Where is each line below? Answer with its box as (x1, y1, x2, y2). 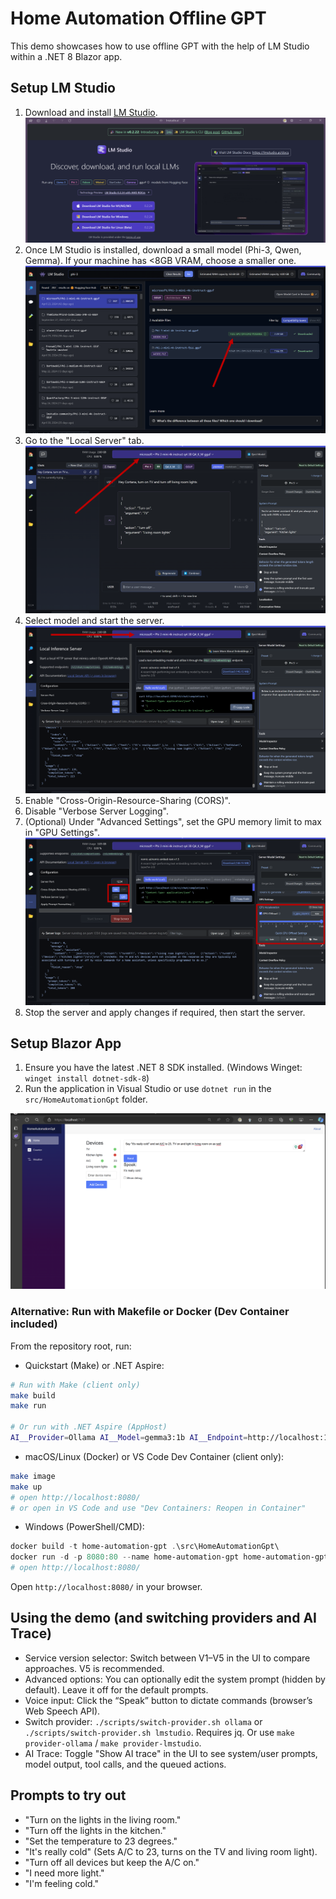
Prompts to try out (10, 1787, 127, 1804)
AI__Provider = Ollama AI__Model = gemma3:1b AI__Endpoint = (10, 1433, 248, 1443)
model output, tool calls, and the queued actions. (24, 1758, 227, 1770)
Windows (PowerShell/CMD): (24, 1521, 145, 1533)
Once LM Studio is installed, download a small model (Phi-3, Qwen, (24, 244, 302, 256)
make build (10, 1390, 56, 1401)
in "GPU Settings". (24, 826, 101, 838)
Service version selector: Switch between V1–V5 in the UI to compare (24, 1652, 311, 1664)
